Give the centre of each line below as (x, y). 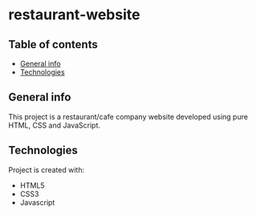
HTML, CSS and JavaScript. (55, 125)
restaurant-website (74, 15)
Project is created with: (47, 169)
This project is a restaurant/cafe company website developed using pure (128, 116)
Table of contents (53, 45)
